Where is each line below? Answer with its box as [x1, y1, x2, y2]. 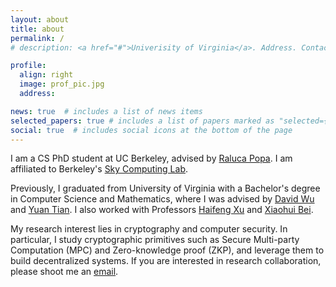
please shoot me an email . [10, 266, 119, 278]
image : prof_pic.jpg [19, 79, 105, 90]
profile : [10, 61, 47, 71]
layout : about [10, 14, 70, 25]
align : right [19, 70, 74, 80]
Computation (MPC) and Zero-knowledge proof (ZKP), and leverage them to [10, 244, 325, 256]
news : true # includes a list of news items [10, 106, 203, 116]
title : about [10, 24, 65, 34]
